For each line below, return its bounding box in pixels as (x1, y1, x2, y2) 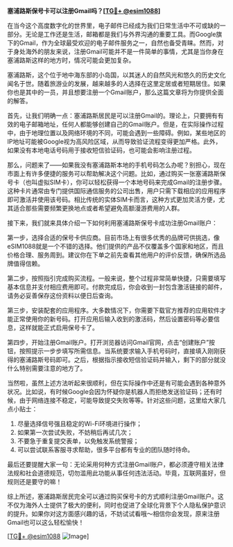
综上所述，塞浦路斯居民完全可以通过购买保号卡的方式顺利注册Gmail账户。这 (7, 492, 224, 501)
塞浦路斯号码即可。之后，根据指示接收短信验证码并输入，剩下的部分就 (19, 356, 220, 364)
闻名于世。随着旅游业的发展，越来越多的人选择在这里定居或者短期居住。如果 (7, 80, 226, 87)
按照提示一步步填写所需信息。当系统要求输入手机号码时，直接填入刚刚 (19, 347, 220, 355)
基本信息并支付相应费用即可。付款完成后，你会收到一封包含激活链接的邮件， (7, 283, 226, 291)
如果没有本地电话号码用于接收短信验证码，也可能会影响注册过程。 (7, 146, 196, 154)
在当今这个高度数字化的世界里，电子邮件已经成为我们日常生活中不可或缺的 (7, 21, 220, 30)
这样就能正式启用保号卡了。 (19, 323, 98, 332)
